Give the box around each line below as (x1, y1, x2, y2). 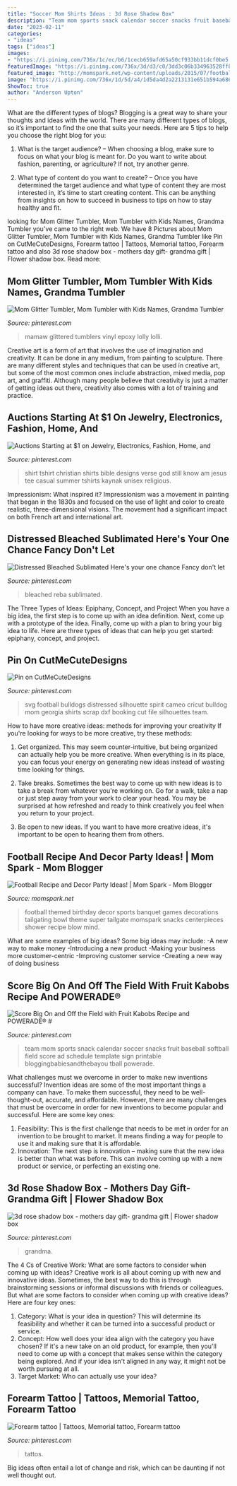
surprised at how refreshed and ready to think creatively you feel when (17, 801, 224, 810)
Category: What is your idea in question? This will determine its (17, 1311, 201, 1320)
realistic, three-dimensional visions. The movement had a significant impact (7, 505, 227, 513)
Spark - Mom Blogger (7, 861, 104, 873)
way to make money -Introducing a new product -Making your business (7, 944, 216, 953)
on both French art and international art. (7, 512, 123, 521)
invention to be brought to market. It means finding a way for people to (17, 1132, 224, 1140)
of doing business (7, 959, 60, 968)
